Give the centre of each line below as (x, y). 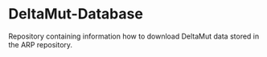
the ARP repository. (41, 44)
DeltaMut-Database (76, 14)
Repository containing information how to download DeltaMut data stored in (134, 36)
